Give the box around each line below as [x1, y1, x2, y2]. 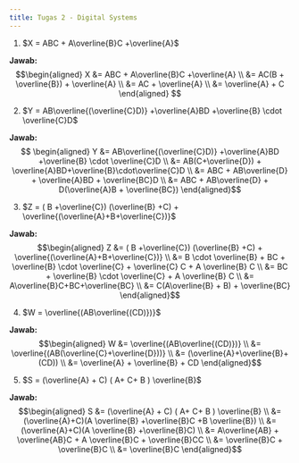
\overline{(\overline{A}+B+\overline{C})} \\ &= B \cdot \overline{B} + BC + [14, 251, 286, 262]
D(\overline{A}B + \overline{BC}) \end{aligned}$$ [58, 184, 242, 195]
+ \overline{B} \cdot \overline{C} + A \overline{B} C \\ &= [46, 270, 254, 282]
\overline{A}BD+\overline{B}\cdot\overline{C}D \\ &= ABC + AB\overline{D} [12, 164, 288, 175]
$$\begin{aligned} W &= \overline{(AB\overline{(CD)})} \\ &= [38, 338, 262, 349]
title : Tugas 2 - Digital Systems [9, 13, 138, 22]
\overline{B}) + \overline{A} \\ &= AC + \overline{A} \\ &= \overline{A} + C [15, 78, 285, 89]
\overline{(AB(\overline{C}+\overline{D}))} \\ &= [11, 348, 186, 358]
